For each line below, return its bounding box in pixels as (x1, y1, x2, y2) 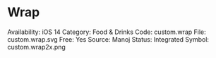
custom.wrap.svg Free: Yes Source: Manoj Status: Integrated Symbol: (7, 35, 210, 43)
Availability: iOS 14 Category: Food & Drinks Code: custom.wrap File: (7, 28, 206, 36)
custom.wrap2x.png (7, 42, 66, 51)
